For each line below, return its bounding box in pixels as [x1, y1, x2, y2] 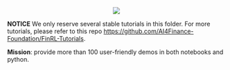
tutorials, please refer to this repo [7, 27, 103, 35]
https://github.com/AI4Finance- [103, 27, 194, 35]
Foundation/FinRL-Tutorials [7, 35, 85, 42]
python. [7, 55, 29, 63]
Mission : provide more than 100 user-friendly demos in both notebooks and [7, 48, 224, 56]
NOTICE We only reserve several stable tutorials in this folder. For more [7, 20, 211, 28]
